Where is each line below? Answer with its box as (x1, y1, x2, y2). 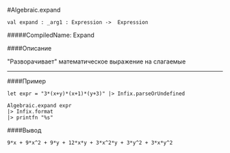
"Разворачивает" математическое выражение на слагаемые (7, 57, 186, 66)
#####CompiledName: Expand (7, 31, 94, 39)
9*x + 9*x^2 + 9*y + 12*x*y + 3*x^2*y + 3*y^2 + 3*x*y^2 (7, 139, 173, 146)
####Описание (7, 44, 52, 52)
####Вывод (7, 126, 42, 134)
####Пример (7, 77, 47, 85)
